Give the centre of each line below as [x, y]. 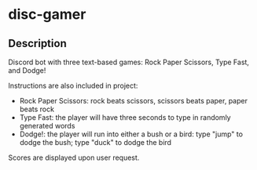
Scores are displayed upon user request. [74, 157]
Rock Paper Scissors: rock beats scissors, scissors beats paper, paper [133, 101]
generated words [47, 126]
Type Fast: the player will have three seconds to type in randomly [125, 118]
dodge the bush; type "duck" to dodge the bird [95, 142]
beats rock [37, 109]
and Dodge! [27, 71]
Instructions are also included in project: [73, 85]
